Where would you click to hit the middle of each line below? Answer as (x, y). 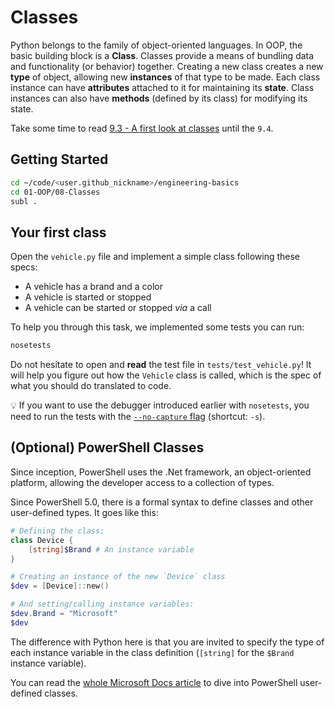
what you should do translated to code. (91, 386)
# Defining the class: (57, 531)
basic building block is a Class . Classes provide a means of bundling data (162, 55)
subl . (24, 201)
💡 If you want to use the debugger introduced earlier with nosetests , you (160, 405)
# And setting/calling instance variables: (102, 604)
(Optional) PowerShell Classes (107, 447)
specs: (24, 267)
